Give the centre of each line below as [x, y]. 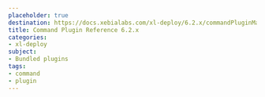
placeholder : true [38, 15]
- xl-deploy [28, 45]
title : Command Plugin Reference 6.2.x [74, 30]
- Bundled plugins [38, 59]
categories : [28, 37]
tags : [17, 66]
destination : [30, 23]
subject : [22, 52]
